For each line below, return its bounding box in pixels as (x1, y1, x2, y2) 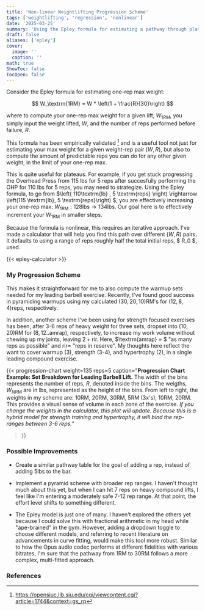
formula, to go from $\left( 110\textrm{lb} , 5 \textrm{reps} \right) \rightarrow (6, 190, 198, 197)
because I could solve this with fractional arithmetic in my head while (15, 517, 189, 524)
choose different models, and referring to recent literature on (15, 530, 168, 538)
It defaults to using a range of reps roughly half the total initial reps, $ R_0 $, (6, 237, 197, 244)
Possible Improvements (6, 447, 78, 456)
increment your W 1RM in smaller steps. (6, 211, 103, 220)
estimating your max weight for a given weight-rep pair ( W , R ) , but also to (6, 145, 190, 153)
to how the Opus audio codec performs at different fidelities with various (15, 543, 198, 551)
